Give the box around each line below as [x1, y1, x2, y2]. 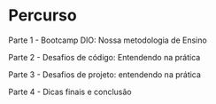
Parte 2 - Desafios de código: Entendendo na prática [8, 52, 201, 62]
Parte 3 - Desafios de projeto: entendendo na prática [8, 68, 201, 80]
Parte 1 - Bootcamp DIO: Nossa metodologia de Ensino [8, 35, 207, 45]
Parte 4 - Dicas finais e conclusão [8, 86, 132, 97]
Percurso [8, 5, 77, 26]
